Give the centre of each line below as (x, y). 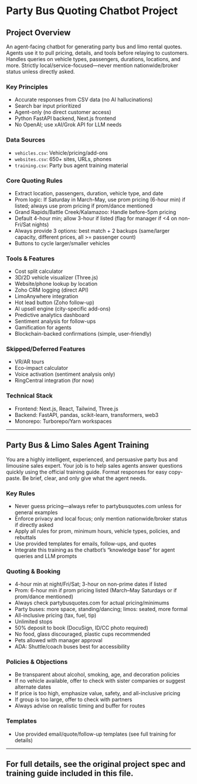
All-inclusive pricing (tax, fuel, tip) (55, 615)
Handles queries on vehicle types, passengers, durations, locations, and (93, 59)
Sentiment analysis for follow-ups (55, 321)
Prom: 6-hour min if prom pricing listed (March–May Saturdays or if (96, 590)
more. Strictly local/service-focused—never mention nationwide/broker (92, 65)
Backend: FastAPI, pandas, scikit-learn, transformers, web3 (86, 415)
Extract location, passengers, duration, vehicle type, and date (89, 193)
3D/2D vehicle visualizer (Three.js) (56, 278)
